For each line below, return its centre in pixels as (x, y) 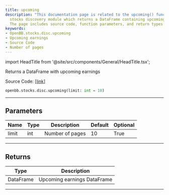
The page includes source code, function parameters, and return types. (88, 24)
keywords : (16, 29)
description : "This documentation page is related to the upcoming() (80, 15)
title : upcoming (22, 10)
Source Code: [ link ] (25, 81)
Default (100, 125)
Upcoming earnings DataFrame (75, 179)
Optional (124, 125)
